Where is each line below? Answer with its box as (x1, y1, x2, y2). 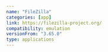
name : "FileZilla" (6, 8, 52, 15)
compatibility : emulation (6, 25, 70, 32)
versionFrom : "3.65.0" (6, 31, 62, 37)
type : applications (6, 36, 55, 42)
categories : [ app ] (6, 14, 52, 20)
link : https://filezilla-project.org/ (6, 20, 102, 26)
